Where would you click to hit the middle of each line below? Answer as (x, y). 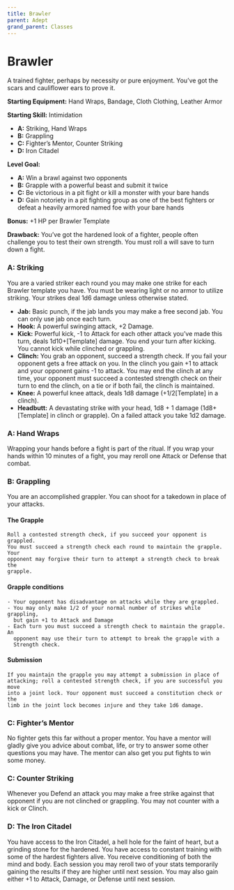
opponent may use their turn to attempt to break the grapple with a (116, 639)
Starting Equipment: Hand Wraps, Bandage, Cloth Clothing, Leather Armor (115, 101)
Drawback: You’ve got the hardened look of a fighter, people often (103, 235)
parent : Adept (28, 20)
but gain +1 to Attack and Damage (63, 620)
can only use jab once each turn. (64, 319)
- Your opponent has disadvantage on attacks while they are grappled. (113, 601)
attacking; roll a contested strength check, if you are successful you (115, 681)
